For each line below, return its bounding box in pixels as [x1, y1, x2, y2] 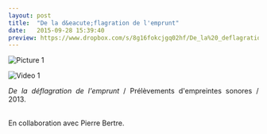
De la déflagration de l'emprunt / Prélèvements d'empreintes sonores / [8, 86, 259, 96]
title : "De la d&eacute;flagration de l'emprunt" [8, 19, 180, 27]
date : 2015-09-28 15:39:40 [8, 26, 105, 34]
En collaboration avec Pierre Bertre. [8, 118, 125, 128]
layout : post [8, 11, 52, 20]
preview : [8, 33, 37, 42]
